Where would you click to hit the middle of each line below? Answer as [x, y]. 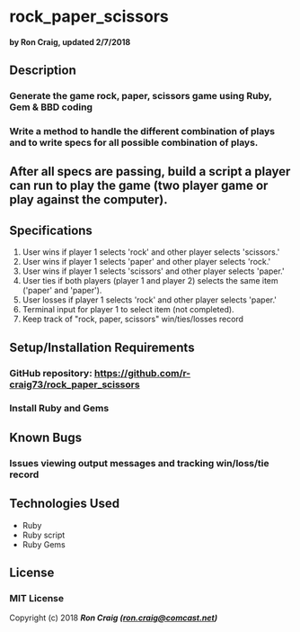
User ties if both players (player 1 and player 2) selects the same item [150, 281]
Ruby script [44, 535]
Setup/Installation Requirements [102, 347]
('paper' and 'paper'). [62, 291]
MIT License [37, 598]
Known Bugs [46, 437]
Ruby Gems [44, 544]
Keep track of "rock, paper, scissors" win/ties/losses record [133, 319]
